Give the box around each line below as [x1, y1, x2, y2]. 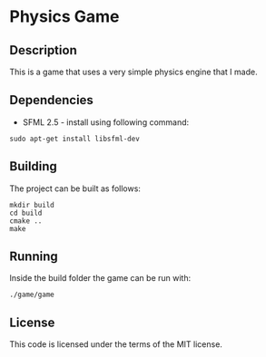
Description [9, 43, 77, 58]
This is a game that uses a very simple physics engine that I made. [9, 66, 258, 77]
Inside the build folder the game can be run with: [9, 273, 192, 284]
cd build [9, 208, 43, 217]
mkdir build [9, 200, 54, 209]
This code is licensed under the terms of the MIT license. [9, 339, 222, 350]
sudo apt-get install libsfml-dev [9, 134, 141, 143]
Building [9, 159, 57, 174]
